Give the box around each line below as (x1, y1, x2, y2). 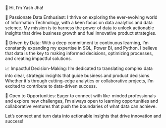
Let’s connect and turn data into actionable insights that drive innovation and (5, 113, 162, 119)
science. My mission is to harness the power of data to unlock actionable (5, 25, 155, 31)
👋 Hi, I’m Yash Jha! (5, 5, 44, 10)
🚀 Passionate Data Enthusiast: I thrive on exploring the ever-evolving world (5, 14, 158, 20)
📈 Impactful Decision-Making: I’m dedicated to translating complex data (5, 65, 153, 71)
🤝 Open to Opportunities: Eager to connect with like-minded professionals (5, 93, 156, 99)
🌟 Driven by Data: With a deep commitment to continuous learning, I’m (5, 40, 149, 46)
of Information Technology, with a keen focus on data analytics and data (5, 20, 153, 25)
